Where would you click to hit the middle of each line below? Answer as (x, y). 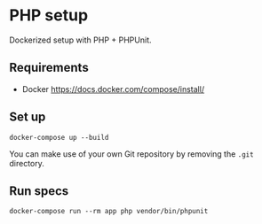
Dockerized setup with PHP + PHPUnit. (80, 40)
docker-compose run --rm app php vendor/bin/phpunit (109, 212)
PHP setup (49, 15)
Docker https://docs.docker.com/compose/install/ (113, 89)
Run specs (39, 191)
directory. (27, 163)
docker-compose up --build (59, 137)
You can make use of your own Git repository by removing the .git (132, 154)
